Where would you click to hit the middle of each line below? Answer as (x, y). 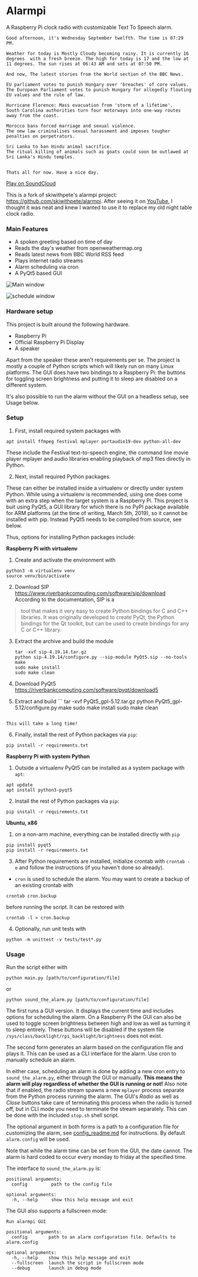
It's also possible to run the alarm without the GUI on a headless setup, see (98, 396)
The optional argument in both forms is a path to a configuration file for (92, 1127)
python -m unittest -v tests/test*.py (54, 939)
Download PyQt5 (35, 683)
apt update (20, 785)
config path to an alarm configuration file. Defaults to (94, 1237)
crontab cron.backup (32, 896)
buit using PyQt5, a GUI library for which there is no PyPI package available (98, 507)
